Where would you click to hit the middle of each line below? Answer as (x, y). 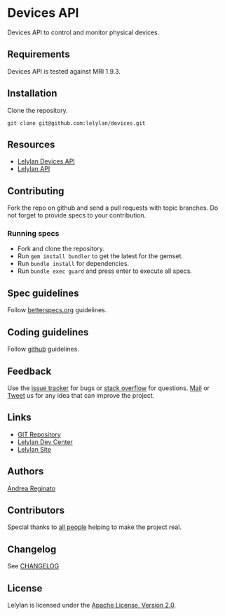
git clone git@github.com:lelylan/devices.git (76, 123)
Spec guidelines (43, 293)
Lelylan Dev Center (45, 442)
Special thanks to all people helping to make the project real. (95, 527)
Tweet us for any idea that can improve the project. (81, 395)
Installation (32, 94)
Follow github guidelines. (43, 349)
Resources (31, 144)
